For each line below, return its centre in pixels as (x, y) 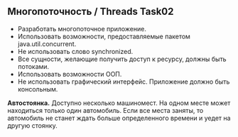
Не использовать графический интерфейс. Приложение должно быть (124, 82)
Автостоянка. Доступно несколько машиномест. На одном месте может (119, 103)
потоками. (33, 66)
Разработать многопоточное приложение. (82, 28)
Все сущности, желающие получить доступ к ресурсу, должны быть (122, 59)
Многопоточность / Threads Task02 (91, 12)
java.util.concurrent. (47, 44)
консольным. (38, 89)
